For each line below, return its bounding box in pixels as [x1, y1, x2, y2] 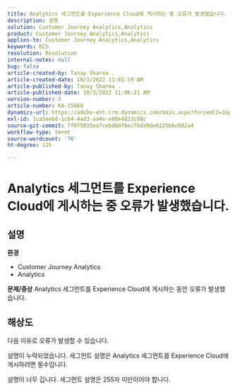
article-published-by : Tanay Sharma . [7, 83, 121, 90]
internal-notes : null [7, 57, 71, 64]
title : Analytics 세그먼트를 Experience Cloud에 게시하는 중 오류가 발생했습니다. [7, 10, 227, 18]
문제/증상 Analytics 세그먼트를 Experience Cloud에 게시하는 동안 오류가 [7, 285, 207, 293]
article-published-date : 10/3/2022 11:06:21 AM [7, 89, 150, 96]
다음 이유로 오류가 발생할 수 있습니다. [7, 336, 109, 345]
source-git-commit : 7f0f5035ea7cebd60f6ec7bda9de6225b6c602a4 [7, 122, 194, 129]
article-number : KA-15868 [7, 102, 83, 110]
